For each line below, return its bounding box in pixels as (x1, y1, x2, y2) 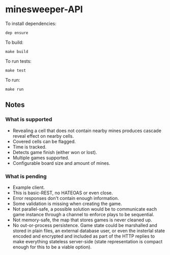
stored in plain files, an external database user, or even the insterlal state (12, 227, 165, 234)
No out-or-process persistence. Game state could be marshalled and (12, 222, 158, 228)
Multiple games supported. (12, 155, 70, 161)
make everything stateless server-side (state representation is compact (12, 238, 163, 244)
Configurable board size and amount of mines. (12, 160, 110, 166)
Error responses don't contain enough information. (12, 195, 119, 201)
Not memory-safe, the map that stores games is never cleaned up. (12, 217, 152, 223)
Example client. (12, 184, 45, 190)
